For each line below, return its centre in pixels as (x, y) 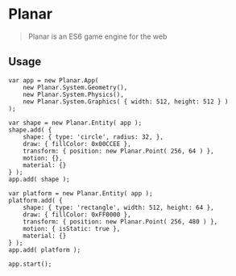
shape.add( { (30, 130)
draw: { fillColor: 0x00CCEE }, (77, 144)
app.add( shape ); (39, 179)
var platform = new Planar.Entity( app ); (81, 193)
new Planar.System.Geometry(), (75, 87)
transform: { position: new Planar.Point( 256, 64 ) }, (119, 151)
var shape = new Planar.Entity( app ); (75, 123)
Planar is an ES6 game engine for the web (97, 36)
